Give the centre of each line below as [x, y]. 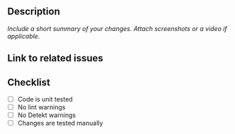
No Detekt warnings [47, 115]
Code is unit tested [45, 99]
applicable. [24, 36]
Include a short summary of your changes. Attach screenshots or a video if [117, 28]
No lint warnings [41, 107]
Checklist [29, 82]
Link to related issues [56, 58]
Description [34, 12]
